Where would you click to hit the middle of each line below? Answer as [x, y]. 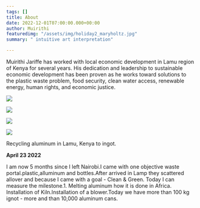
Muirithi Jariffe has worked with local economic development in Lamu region [100, 62]
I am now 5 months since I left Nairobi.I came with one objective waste [93, 167]
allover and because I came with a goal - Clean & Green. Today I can [90, 179]
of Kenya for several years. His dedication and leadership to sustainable [95, 68]
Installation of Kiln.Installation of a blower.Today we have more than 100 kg [98, 192]
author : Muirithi [28, 28]
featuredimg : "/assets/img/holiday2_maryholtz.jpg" [72, 34]
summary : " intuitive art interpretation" [60, 39]
